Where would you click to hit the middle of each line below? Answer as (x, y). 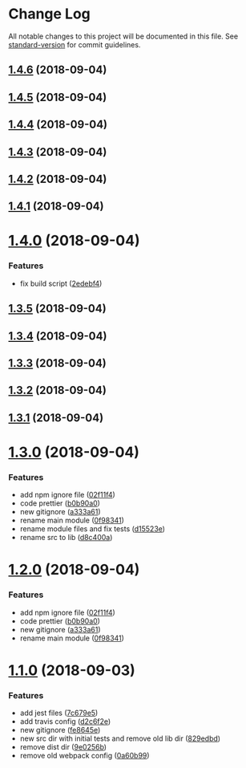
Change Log (49, 14)
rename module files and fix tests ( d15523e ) (93, 529)
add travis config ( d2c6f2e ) (65, 721)
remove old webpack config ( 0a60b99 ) (85, 756)
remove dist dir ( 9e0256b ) (63, 747)
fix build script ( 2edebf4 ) (61, 283)
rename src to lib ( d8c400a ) (66, 538)
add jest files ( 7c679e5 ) (59, 713)
